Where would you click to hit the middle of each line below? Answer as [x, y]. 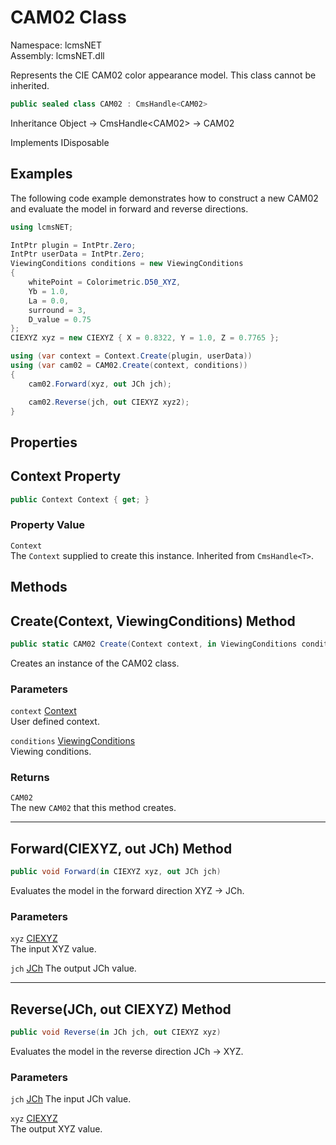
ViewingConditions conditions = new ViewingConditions [127, 264]
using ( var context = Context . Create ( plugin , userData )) [131, 356]
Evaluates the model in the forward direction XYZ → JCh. [127, 891]
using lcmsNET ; [42, 227]
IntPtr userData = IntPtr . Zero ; [77, 254]
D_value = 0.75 [60, 319]
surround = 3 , [57, 310]
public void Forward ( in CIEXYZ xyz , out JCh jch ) [116, 872]
